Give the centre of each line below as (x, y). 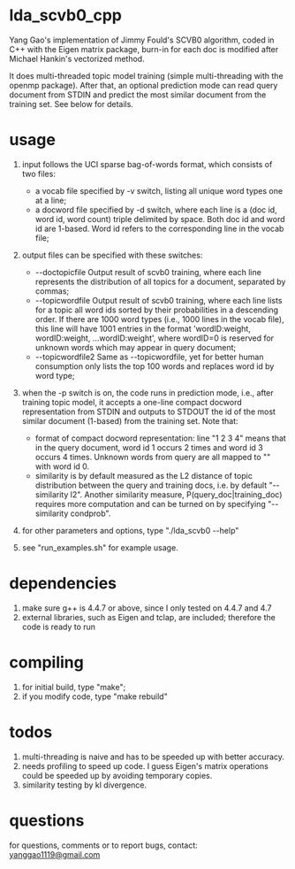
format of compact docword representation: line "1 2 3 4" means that (161, 438)
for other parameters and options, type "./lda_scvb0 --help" (130, 530)
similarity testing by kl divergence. (84, 785)
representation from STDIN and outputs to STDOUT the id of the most (149, 411)
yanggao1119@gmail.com (55, 854)
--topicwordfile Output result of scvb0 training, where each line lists (159, 300)
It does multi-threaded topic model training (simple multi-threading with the (147, 75)
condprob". (91, 513)
